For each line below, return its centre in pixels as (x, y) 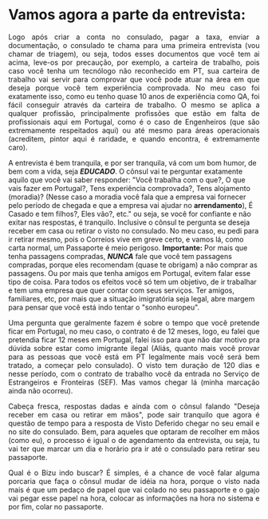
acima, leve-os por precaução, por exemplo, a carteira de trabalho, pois (134, 62)
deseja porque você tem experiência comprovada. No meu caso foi (134, 88)
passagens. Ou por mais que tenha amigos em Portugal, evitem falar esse (130, 273)
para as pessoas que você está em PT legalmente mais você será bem (134, 357)
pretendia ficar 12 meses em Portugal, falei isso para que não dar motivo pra (134, 339)
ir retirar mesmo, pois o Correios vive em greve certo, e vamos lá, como (126, 239)
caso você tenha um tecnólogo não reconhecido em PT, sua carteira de (134, 70)
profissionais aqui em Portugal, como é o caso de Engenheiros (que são (134, 122)
